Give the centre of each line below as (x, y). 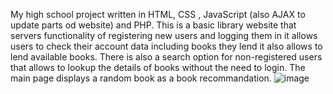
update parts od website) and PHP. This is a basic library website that (153, 25)
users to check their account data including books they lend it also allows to (166, 46)
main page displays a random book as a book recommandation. (141, 78)
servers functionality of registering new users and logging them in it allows (164, 35)
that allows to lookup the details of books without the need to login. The (158, 67)
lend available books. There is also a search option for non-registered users (166, 57)
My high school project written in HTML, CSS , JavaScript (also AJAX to (158, 14)
